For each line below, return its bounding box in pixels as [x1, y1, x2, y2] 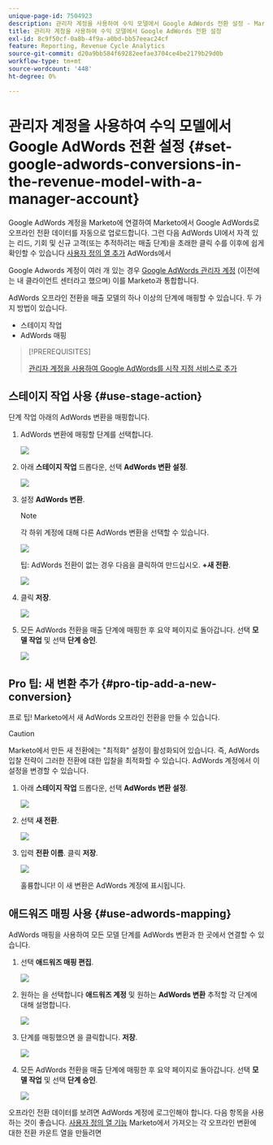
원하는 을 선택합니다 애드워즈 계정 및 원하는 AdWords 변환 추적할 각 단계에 [19, 990, 258, 1000]
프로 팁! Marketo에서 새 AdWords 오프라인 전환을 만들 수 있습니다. [8, 713, 221, 722]
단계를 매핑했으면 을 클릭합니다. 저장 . [19, 1033, 138, 1042]
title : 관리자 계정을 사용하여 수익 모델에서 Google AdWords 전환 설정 [8, 27, 222, 35]
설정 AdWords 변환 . [19, 495, 85, 505]
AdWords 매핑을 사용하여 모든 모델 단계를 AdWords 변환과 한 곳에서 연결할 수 [8, 930, 256, 939]
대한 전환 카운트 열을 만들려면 [8, 1128, 102, 1138]
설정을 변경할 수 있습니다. [8, 766, 89, 776]
